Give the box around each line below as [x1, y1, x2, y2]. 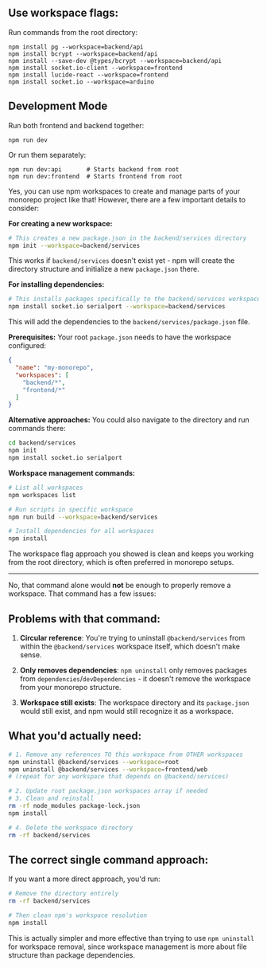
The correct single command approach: [8, 852, 209, 867]
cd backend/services [8, 439, 77, 447]
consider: [8, 203, 40, 213]
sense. [19, 649, 42, 660]
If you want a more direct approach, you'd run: [8, 874, 161, 884]
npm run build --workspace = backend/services [8, 513, 158, 521]
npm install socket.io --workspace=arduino [8, 77, 155, 86]
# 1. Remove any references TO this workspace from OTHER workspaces [8, 750, 244, 758]
